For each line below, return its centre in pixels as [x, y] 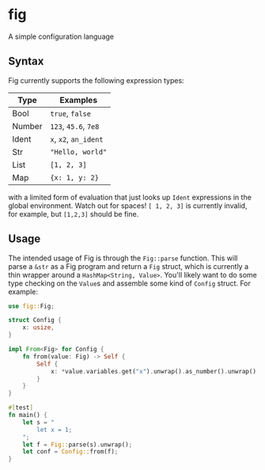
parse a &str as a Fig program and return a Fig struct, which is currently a [129, 266]
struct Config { [35, 320]
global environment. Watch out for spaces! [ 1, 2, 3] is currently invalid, [128, 205]
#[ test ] [21, 408]
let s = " [39, 422]
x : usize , [39, 328]
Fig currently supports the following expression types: [96, 80]
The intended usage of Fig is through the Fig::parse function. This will [123, 258]
